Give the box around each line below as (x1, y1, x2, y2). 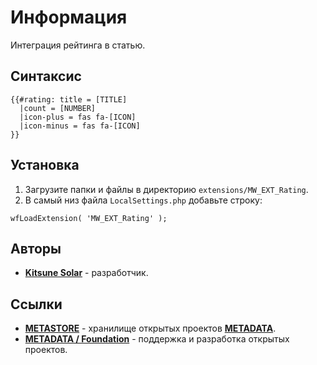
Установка (10, 157, 80, 174)
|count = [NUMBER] (19, 103, 97, 113)
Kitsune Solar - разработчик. (24, 267, 149, 279)
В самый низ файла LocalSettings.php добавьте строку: (24, 194, 263, 206)
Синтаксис (10, 68, 82, 85)
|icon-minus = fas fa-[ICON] (19, 121, 141, 131)
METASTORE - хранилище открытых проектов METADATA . (24, 322, 277, 335)
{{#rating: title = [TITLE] (10, 94, 128, 105)
